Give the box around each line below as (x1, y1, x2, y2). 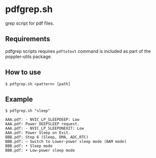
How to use (5, 68, 41, 76)
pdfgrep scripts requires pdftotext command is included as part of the (5, 48, 151, 54)
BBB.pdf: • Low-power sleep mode (5, 148, 75, 153)
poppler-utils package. (5, 53, 52, 59)
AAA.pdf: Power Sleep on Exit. (5, 130, 71, 135)
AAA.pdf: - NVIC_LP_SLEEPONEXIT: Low (5, 126, 84, 131)
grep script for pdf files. (5, 20, 54, 26)
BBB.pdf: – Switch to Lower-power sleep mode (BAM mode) (5, 139, 127, 144)
